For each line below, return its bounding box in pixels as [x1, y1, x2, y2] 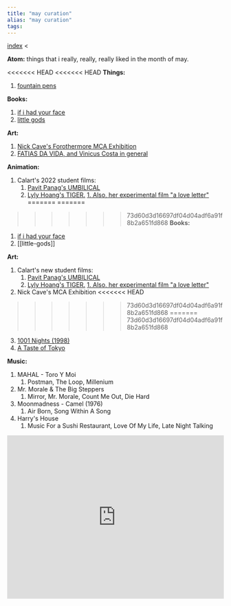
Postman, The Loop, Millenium [27, 378, 114, 386]
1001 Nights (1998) [16, 336, 70, 345]
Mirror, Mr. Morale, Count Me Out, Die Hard [27, 393, 150, 401]
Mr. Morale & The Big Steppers [16, 385, 104, 393]
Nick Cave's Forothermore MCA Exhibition [16, 142, 137, 151]
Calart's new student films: [16, 266, 93, 274]
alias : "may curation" [7, 17, 72, 23]
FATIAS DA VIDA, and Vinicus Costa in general [16, 149, 148, 158]
